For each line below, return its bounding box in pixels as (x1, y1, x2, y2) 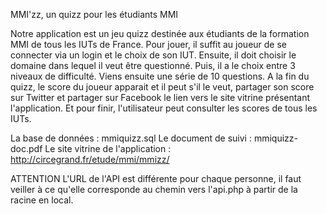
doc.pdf (10, 143, 43, 154)
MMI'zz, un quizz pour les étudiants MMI (10, 9, 179, 20)
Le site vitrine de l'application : (44, 143, 172, 154)
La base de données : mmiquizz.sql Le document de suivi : (10, 132, 252, 144)
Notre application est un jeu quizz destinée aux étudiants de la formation (10, 28, 310, 39)
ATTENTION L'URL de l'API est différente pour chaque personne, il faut (10, 173, 302, 184)
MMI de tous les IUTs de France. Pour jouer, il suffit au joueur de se (10, 39, 288, 50)
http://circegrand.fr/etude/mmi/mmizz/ (10, 154, 170, 165)
